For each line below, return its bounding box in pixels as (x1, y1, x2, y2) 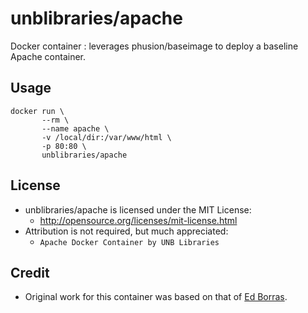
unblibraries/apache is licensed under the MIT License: (24, 203, 252, 216)
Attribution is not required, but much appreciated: (24, 225, 229, 237)
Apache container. (10, 50, 87, 62)
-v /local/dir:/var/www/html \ (41, 132, 172, 142)
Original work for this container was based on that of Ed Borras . (24, 291, 288, 303)
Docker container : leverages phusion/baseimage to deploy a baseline (10, 40, 299, 52)
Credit (10, 264, 50, 281)
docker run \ (10, 106, 65, 116)
